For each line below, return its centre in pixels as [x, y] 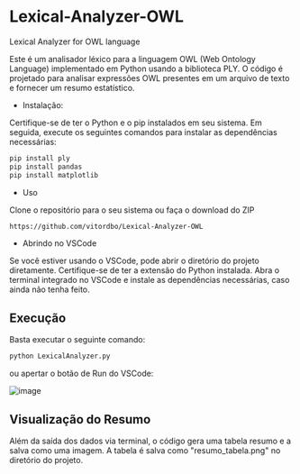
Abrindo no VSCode [59, 243]
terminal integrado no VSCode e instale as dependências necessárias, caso [150, 280]
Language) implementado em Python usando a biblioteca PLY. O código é [146, 68]
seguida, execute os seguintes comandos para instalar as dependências [143, 132]
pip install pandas [46, 167]
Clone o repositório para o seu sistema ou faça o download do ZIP [132, 210]
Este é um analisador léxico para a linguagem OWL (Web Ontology [133, 59]
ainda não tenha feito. [50, 289]
